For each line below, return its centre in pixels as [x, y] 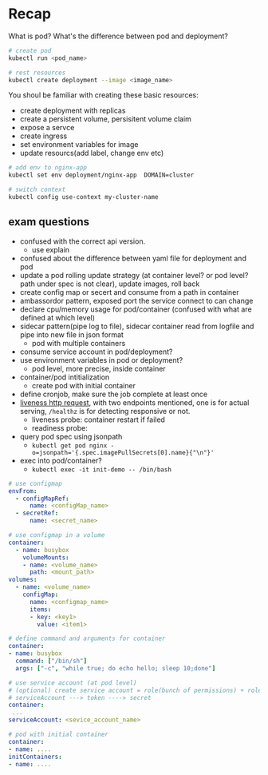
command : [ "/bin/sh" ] [51, 661]
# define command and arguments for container [87, 639]
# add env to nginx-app [48, 168]
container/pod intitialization [65, 377]
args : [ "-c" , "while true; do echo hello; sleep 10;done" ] [116, 668]
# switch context [37, 190]
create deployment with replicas [73, 111]
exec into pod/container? [61, 460]
